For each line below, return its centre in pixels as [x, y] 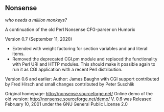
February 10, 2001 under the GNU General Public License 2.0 [67, 104]
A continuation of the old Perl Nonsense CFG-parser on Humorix [70, 29]
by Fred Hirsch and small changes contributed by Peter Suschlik [70, 84]
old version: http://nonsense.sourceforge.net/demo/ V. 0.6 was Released [78, 99]
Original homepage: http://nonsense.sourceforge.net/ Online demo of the [79, 93]
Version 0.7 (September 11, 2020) [39, 39]
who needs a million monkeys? [36, 20]
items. [18, 54]
